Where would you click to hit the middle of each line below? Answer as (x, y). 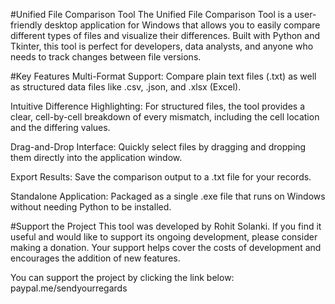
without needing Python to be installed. (91, 207)
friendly (26, 25)
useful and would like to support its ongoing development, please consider (164, 237)
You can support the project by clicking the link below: (122, 277)
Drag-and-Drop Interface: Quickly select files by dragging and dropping (158, 147)
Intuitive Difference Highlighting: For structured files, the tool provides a (157, 106)
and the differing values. (60, 127)
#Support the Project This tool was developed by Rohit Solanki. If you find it (166, 226)
